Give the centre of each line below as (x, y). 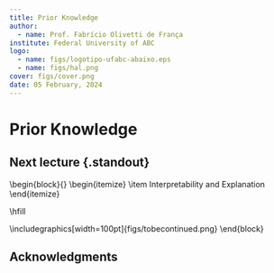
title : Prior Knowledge (54, 18)
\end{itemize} (35, 194)
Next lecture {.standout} (80, 163)
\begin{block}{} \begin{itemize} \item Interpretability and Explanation (137, 184)
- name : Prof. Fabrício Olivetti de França (100, 34)
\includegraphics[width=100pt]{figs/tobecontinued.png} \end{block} (137, 228)
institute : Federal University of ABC (82, 43)
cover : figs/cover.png (52, 77)
